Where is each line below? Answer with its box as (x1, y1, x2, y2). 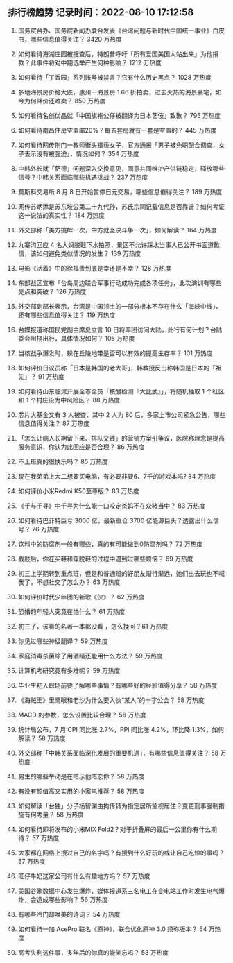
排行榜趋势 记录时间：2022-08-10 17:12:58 (8, 6, 194, 19)
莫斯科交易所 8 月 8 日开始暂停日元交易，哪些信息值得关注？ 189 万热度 (17, 187, 223, 196)
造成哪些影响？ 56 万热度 (36, 895, 108, 903)
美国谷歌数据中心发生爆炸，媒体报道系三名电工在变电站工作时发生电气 (17, 887, 219, 895)
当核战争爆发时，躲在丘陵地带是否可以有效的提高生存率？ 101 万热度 (17, 349, 213, 357)
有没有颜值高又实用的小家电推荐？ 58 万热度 (17, 787, 145, 795)
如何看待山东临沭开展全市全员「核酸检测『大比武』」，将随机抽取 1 (17, 387, 205, 395)
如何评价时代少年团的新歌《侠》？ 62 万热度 (17, 593, 145, 601)
